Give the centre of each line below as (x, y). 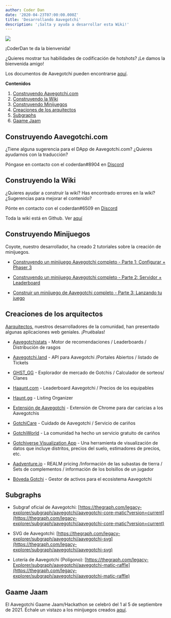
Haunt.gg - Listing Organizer (43, 398)
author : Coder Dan (25, 10)
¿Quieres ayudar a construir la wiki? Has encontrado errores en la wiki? (80, 193)
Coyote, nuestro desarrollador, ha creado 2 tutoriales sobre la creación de (83, 247)
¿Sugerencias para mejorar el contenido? (49, 198)
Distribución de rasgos (37, 347)
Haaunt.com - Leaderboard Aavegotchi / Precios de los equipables (83, 388)
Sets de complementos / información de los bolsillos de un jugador (83, 469)
